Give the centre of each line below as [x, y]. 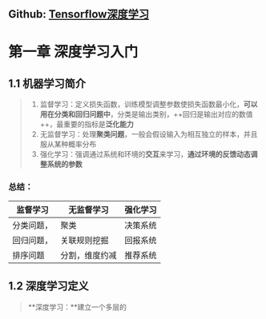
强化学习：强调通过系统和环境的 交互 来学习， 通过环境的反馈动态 [145, 154]
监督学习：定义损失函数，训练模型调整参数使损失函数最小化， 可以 [149, 104]
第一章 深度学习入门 [73, 52]
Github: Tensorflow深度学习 [79, 14]
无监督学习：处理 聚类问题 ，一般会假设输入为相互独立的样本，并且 [149, 134]
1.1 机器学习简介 [47, 84]
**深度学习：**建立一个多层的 [77, 307]
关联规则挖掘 [85, 240]
